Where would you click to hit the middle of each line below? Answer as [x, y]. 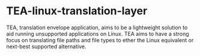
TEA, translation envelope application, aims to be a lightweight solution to [97, 27]
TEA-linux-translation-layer [77, 11]
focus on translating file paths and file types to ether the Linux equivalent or [100, 40]
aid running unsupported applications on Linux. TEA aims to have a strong [98, 33]
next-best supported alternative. [46, 46]
